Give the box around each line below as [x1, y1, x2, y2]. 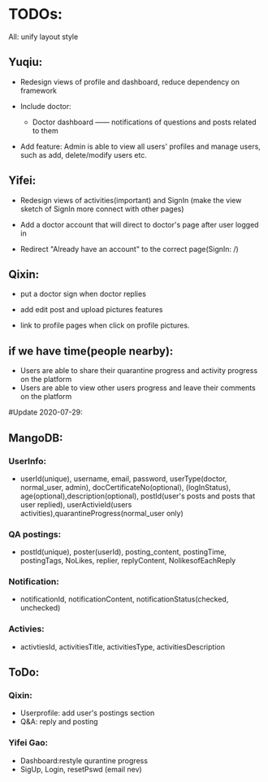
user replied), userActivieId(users [19, 499, 132, 509]
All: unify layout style [8, 32, 79, 41]
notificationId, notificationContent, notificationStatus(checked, [19, 594, 229, 604]
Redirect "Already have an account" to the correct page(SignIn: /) [19, 244, 240, 254]
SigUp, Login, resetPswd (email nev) [19, 764, 142, 774]
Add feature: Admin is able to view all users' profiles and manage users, [19, 141, 262, 151]
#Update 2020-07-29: [8, 407, 83, 417]
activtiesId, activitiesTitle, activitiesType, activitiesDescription [19, 641, 226, 651]
